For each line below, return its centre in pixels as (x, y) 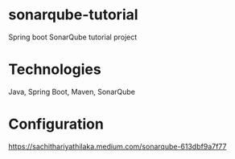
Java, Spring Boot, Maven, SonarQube (72, 92)
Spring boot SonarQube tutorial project (73, 37)
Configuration (56, 124)
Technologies (55, 69)
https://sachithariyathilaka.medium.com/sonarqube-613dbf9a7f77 (117, 146)
